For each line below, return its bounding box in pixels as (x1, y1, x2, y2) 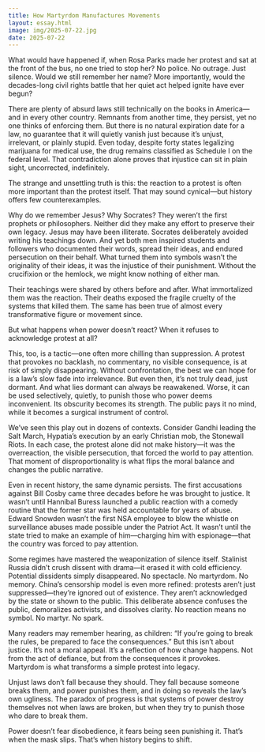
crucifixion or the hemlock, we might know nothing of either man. (8, 270, 221, 279)
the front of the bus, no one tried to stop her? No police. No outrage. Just (8, 64, 246, 74)
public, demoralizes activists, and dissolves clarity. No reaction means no (8, 605, 247, 614)
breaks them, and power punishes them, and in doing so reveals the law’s (8, 686, 247, 696)
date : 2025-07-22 (8, 33, 65, 42)
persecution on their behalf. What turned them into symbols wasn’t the (8, 252, 237, 262)
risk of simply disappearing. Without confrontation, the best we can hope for (8, 365, 257, 376)
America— (215, 104, 250, 114)
